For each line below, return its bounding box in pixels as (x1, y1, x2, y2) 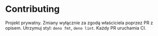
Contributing (5, 3, 60, 15)
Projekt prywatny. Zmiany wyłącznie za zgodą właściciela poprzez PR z (5, 20, 153, 26)
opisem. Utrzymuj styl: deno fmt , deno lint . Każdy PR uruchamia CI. (5, 25, 146, 31)
